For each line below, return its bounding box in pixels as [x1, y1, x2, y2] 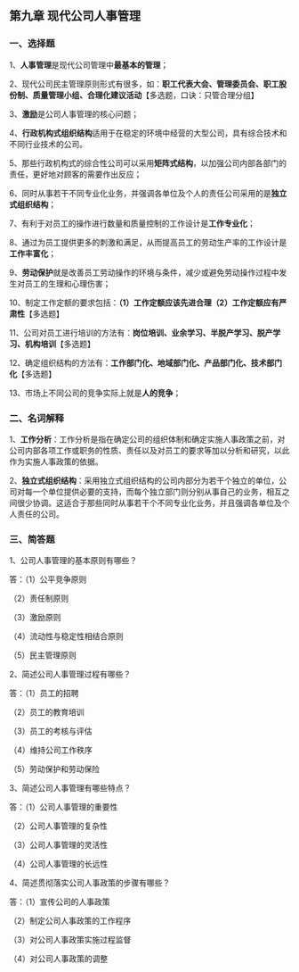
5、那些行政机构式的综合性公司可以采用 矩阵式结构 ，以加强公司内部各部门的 [9, 157, 287, 168]
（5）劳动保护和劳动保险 [9, 764, 101, 775]
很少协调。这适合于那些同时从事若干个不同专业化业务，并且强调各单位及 [16, 497, 282, 508]
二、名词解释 [9, 411, 65, 424]
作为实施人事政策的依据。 [9, 456, 103, 467]
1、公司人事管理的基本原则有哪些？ [9, 555, 138, 566]
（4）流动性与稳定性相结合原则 [9, 631, 125, 642]
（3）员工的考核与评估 [9, 726, 93, 736]
